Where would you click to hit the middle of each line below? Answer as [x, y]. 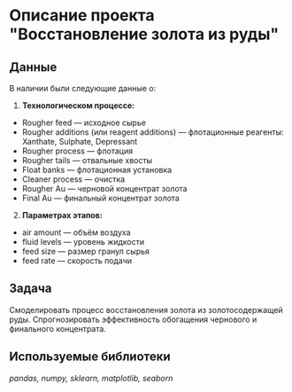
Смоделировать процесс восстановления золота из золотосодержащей [146, 310]
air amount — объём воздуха [76, 232]
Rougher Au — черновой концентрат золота [104, 188]
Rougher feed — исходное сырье [84, 122]
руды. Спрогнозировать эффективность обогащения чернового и [133, 319]
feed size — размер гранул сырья [86, 251]
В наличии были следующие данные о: [83, 88]
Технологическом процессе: [78, 106]
